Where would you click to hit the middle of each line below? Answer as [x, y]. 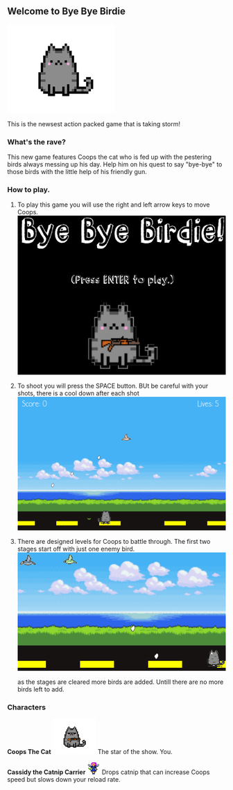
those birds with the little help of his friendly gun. [77, 172]
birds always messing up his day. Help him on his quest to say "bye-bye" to [115, 164]
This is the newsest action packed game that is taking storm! [94, 123]
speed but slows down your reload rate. [64, 780]
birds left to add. [41, 689]
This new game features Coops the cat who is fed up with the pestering [110, 157]
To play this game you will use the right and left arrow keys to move [113, 205]
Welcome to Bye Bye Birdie [67, 11]
